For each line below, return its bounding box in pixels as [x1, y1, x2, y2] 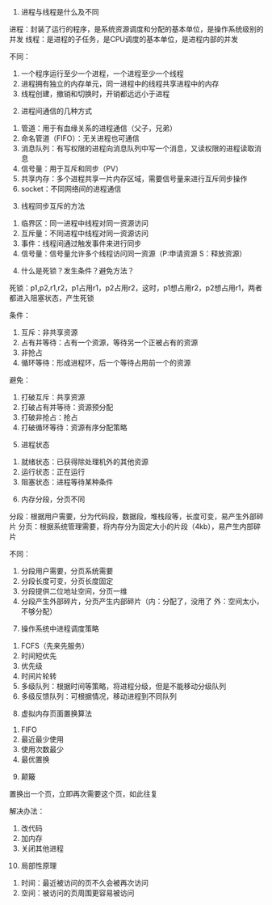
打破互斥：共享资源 [20, 392, 86, 402]
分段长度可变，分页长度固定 [20, 577, 114, 586]
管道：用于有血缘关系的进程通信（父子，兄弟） [20, 124, 177, 133]
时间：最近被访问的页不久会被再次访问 [20, 878, 149, 887]
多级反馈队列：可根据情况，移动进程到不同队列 [20, 691, 177, 701]
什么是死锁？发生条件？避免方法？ [20, 266, 135, 275]
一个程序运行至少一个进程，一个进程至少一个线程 [20, 69, 184, 78]
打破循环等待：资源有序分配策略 [20, 423, 128, 432]
